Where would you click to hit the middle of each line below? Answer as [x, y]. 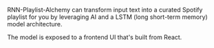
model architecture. [35, 24]
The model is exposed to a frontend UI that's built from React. [95, 37]
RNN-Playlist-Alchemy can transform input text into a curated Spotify [105, 10]
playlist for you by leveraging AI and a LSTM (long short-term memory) [107, 17]
